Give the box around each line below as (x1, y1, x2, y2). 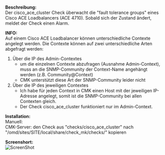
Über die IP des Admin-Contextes (12, 56, 82, 62)
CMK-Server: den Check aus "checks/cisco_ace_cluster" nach (5, 124, 134, 130)
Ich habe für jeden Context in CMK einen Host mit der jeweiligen (19, 88, 152, 93)
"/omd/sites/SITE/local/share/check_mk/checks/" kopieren (5, 129, 126, 135)
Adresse (19, 93, 37, 99)
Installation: (5, 113, 31, 119)
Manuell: (5, 119, 23, 124)
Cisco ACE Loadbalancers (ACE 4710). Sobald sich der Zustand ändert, (5, 15, 151, 21)
